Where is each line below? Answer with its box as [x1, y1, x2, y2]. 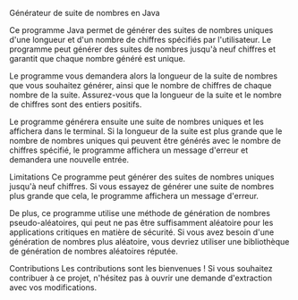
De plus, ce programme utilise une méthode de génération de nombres [9, 208, 271, 218]
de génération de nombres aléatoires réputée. [9, 246, 179, 256]
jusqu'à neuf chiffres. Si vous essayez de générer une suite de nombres [9, 181, 275, 191]
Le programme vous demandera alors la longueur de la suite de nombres [9, 71, 278, 81]
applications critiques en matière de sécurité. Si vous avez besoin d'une [9, 227, 275, 237]
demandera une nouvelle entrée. [9, 154, 130, 164]
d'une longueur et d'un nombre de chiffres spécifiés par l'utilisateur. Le [9, 35, 271, 45]
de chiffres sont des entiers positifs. [9, 99, 142, 110]
